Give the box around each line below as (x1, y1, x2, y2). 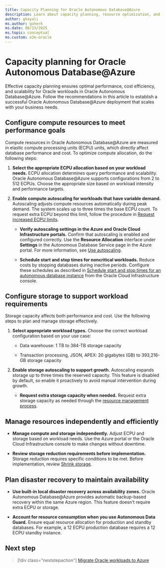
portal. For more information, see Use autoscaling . (19, 247, 122, 253)
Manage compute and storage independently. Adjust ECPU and (12, 430, 145, 436)
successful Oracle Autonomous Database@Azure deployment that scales (5, 99, 155, 104)
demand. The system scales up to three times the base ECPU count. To (12, 206, 158, 212)
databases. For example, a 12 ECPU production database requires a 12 (12, 524, 156, 530)
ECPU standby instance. (12, 530, 62, 536)
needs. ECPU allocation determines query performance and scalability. (12, 170, 158, 176)
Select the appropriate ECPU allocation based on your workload (12, 164, 146, 171)
